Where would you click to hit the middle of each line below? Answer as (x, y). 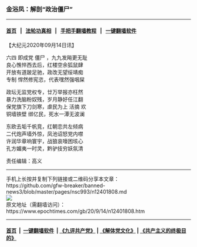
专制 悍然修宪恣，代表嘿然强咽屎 (45, 79)
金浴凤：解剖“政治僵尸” (40, 9)
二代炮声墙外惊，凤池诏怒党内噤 (45, 134)
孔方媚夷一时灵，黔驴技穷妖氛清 (45, 148)
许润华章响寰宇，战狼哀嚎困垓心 (45, 141)
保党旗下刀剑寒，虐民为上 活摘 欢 (46, 106)
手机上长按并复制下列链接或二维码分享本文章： (62, 179)
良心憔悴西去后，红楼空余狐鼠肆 (45, 65)
